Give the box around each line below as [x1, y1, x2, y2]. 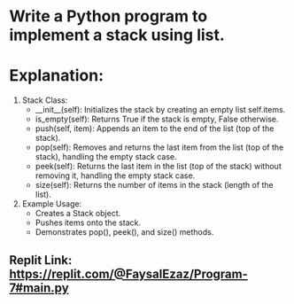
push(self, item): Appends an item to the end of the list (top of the [35, 123, 275, 134]
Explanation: [9, 66, 104, 86]
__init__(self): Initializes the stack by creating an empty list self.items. [35, 105, 286, 115]
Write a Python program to [9, 6, 208, 27]
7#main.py [9, 280, 69, 295]
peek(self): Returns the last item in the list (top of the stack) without [35, 161, 282, 172]
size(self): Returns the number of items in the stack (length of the [35, 180, 275, 191]
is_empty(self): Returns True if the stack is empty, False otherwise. [35, 113, 279, 125]
